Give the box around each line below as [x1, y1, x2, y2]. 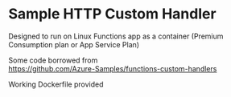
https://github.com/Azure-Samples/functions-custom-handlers [8, 63, 217, 73]
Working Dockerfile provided [8, 79, 104, 89]
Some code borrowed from [8, 55, 98, 65]
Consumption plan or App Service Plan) [8, 39, 139, 49]
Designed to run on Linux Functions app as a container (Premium [8, 31, 224, 41]
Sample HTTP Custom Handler [8, 5, 217, 23]
